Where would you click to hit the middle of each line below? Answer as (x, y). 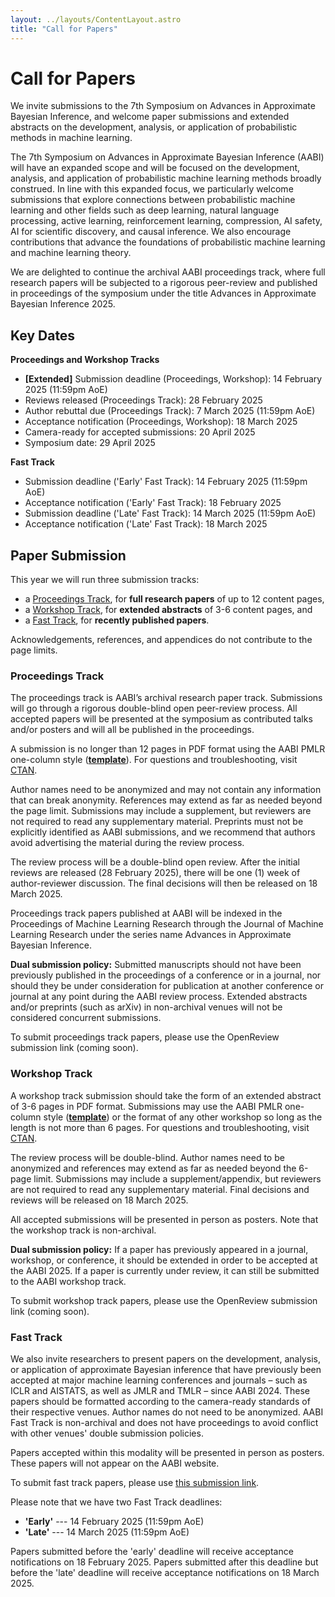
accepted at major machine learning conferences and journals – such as (159, 1380)
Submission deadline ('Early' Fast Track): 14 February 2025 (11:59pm (166, 482)
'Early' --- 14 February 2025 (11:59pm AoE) (114, 1521)
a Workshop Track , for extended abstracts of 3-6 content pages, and (168, 610)
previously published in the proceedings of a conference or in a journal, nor (166, 975)
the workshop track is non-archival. (83, 1230)
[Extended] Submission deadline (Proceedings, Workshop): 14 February (173, 379)
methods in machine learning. (71, 138)
